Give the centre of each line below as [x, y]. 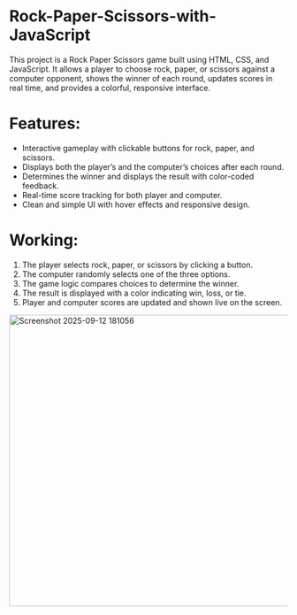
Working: [44, 240]
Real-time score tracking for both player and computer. [122, 195]
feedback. [40, 185]
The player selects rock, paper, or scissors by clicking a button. [137, 265]
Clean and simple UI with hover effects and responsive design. [136, 204]
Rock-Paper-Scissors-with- [113, 16]
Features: [45, 123]
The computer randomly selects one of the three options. [126, 274]
